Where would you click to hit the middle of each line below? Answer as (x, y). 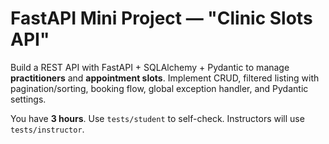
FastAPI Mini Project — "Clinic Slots (161, 18)
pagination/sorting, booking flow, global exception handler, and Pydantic (159, 88)
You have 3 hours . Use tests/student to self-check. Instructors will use (157, 118)
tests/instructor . (47, 129)
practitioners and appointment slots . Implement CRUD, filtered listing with (165, 78)
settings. (28, 99)
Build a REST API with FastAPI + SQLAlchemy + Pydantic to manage (150, 67)
